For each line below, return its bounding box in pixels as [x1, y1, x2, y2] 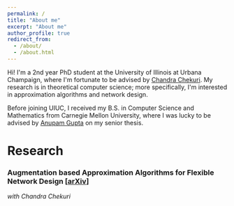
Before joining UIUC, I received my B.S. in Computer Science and [7, 104, 194, 112]
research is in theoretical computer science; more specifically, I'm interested [7, 83, 228, 91]
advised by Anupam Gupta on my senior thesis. [7, 118, 144, 127]
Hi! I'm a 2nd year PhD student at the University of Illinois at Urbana [7, 68, 202, 77]
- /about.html [13, 49, 54, 56]
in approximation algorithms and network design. [7, 90, 148, 98]
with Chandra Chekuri [7, 192, 71, 200]
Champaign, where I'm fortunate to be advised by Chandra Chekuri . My [7, 75, 213, 84]
